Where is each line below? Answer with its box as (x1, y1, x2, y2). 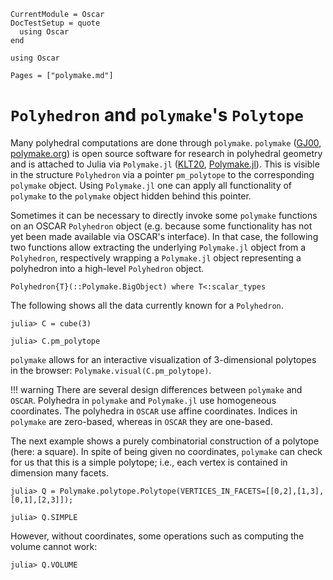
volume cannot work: (10, 540, 98, 552)
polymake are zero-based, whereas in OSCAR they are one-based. (10, 415, 273, 427)
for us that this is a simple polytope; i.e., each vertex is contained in (10, 456, 288, 468)
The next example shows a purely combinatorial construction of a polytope (10, 435, 320, 447)
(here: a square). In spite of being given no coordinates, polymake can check (10, 445, 323, 457)
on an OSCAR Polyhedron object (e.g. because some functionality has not (10, 220, 313, 232)
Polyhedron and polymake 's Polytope (10, 104, 304, 127)
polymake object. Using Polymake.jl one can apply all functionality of (10, 179, 293, 191)
